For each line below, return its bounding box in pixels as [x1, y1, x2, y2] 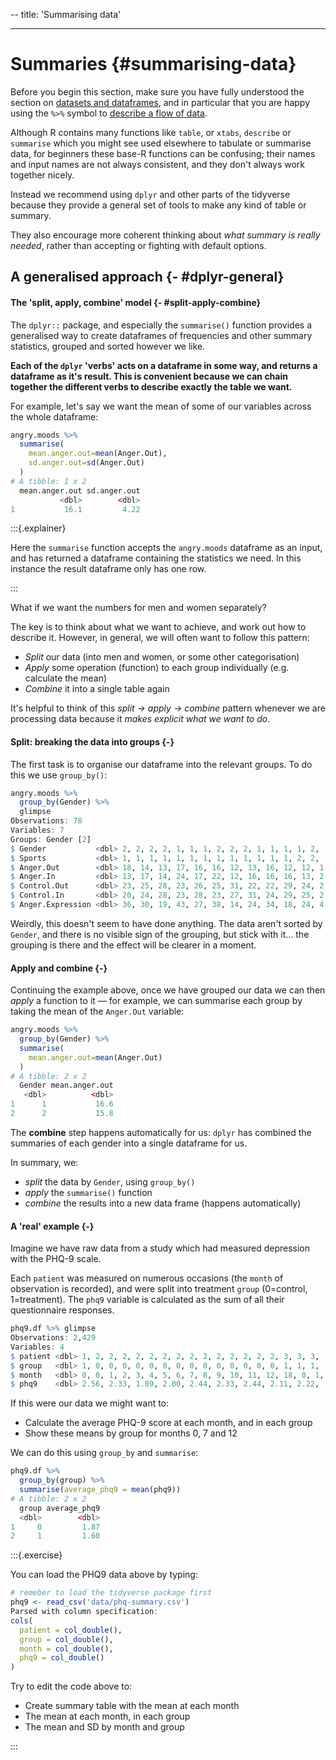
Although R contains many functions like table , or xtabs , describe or [10, 126, 292, 138]
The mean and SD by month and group [24, 1721, 185, 1733]
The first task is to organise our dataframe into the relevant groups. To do [10, 758, 313, 770]
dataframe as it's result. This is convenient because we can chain [10, 370, 288, 382]
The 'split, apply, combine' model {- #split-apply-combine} [10, 296, 262, 308]
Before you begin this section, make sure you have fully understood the [10, 85, 305, 98]
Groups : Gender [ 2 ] [10, 834, 92, 844]
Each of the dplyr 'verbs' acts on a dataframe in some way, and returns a [10, 359, 318, 371]
